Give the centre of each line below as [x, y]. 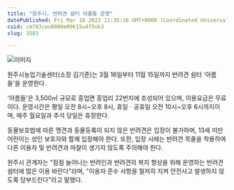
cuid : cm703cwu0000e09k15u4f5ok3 [56, 26]
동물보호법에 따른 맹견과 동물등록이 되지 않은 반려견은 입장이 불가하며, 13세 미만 [115, 130]
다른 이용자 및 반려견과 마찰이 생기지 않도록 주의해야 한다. [85, 148]
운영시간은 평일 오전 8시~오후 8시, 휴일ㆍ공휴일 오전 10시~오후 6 [110, 107]
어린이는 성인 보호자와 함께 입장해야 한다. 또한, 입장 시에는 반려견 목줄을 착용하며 [117, 139]
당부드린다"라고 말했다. [51, 180]
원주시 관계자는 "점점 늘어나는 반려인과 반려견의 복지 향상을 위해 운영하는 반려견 [116, 163]
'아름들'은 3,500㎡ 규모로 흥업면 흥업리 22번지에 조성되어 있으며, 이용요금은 [110, 98]
